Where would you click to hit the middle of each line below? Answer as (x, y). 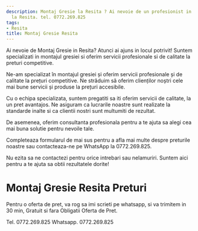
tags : (13, 22)
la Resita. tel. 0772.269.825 (48, 17)
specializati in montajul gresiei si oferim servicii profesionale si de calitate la (98, 57)
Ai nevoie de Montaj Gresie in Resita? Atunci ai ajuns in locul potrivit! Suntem (99, 50)
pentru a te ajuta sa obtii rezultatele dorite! (58, 164)
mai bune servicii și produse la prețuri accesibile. (66, 87)
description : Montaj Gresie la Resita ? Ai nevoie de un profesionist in (99, 12)
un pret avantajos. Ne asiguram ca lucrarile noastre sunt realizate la (88, 105)
